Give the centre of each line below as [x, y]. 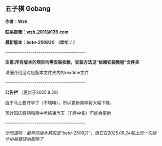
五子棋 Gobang [28, 9]
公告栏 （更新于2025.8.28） [33, 92]
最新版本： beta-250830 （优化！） [41, 42]
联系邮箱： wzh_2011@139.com [37, 32]
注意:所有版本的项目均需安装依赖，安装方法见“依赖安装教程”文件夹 [72, 62]
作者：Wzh [16, 21]
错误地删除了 [31, 139]
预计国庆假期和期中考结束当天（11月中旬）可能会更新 [58, 113]
